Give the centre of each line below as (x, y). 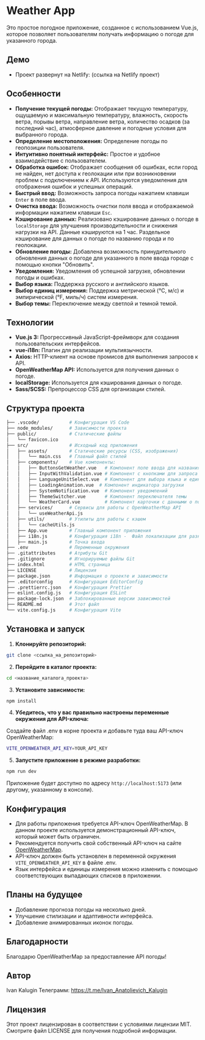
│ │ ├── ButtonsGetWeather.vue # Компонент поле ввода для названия (103, 468)
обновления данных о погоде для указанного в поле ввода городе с (104, 258)
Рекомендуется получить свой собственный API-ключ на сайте (98, 843)
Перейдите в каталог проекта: (56, 666)
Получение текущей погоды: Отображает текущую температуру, (102, 108)
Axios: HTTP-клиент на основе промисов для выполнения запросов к (106, 357)
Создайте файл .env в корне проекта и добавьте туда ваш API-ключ (95, 731)
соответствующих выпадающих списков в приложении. (88, 876)
